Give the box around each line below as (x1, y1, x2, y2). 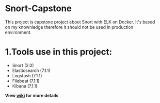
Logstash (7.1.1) (12, 72, 42, 78)
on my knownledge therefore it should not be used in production (5, 24, 134, 30)
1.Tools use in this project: (5, 47, 112, 57)
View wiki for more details (5, 92, 59, 98)
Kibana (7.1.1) (12, 83, 38, 89)
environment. (5, 29, 32, 35)
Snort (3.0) (12, 62, 34, 68)
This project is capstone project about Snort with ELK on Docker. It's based (5, 19, 155, 25)
